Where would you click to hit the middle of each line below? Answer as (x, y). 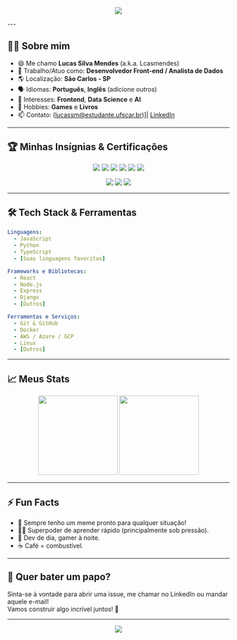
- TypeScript (33, 252)
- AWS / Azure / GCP (44, 336)
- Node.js (28, 284)
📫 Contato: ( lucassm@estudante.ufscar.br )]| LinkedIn (96, 115)
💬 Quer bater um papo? (59, 577)
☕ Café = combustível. (50, 546)
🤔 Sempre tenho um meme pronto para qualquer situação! (102, 522)
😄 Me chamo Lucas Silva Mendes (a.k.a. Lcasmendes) (98, 63)
